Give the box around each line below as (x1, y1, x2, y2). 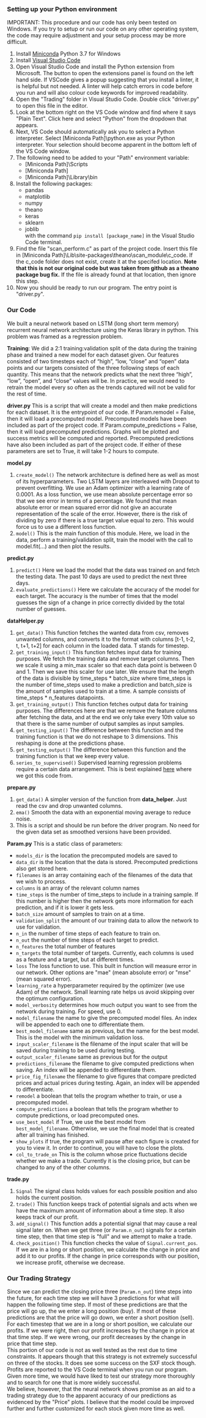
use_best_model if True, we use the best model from (15, 1118, 146, 1125)
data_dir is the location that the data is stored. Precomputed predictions (15, 858, 198, 865)
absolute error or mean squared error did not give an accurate (15, 503, 173, 511)
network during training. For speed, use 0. (15, 1008, 122, 1015)
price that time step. (7, 1340, 57, 1347)
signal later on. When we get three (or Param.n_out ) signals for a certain (15, 1226, 196, 1233)
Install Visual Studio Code (15, 57, 81, 64)
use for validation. (15, 923, 62, 931)
